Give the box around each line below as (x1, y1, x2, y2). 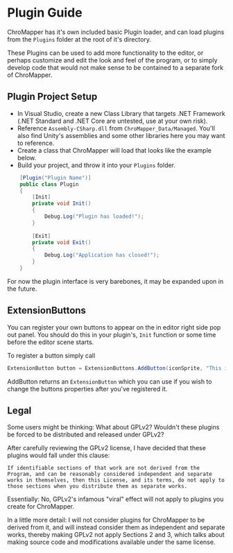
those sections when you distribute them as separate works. (7, 483, 188, 490)
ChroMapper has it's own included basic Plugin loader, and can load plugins (7, 28, 225, 36)
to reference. (17, 139, 55, 147)
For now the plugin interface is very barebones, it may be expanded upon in (7, 277, 224, 285)
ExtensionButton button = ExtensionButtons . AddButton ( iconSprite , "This (7, 364, 222, 372)
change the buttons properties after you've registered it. (7, 384, 168, 393)
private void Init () (32, 200, 92, 207)
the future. (7, 284, 37, 293)
